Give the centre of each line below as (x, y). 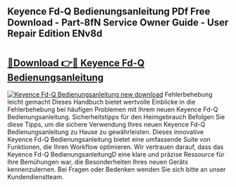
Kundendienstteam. (36, 177)
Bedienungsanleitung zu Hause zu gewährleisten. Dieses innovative (106, 132)
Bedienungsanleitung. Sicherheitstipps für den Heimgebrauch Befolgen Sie (116, 117)
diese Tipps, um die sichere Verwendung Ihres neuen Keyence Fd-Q (106, 124)
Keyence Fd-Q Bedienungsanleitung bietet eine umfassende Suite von (109, 139)
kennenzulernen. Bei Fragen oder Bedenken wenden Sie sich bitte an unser (117, 169)
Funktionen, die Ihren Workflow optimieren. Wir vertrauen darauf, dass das (116, 147)
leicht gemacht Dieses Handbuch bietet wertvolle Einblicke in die (101, 102)
